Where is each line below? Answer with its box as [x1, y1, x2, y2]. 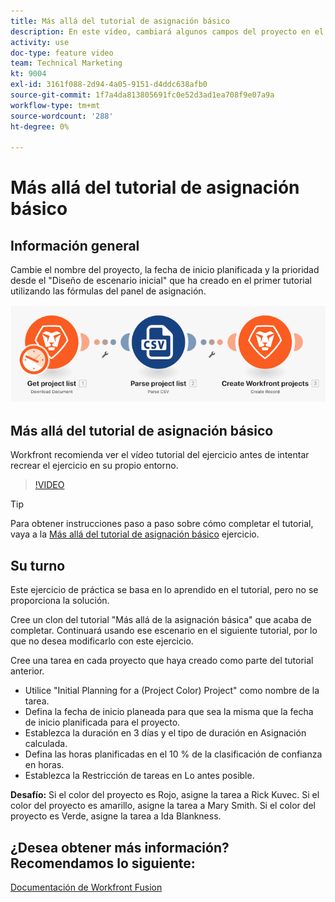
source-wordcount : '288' [10, 111, 114, 121]
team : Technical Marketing [10, 58, 123, 69]
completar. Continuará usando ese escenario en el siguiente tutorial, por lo [10, 625, 318, 637]
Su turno [10, 557, 66, 574]
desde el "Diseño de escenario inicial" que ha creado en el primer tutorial [10, 275, 312, 287]
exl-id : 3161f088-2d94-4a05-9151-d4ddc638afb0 [10, 80, 208, 90]
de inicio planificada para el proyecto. [24, 716, 181, 729]
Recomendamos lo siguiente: [10, 855, 196, 872]
